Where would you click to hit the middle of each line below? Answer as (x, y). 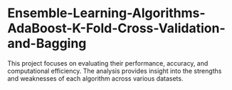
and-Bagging (47, 44)
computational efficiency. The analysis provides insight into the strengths (115, 71)
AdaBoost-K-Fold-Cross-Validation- (116, 28)
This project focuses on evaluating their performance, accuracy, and (108, 63)
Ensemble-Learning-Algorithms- (106, 13)
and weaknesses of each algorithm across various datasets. (95, 78)
